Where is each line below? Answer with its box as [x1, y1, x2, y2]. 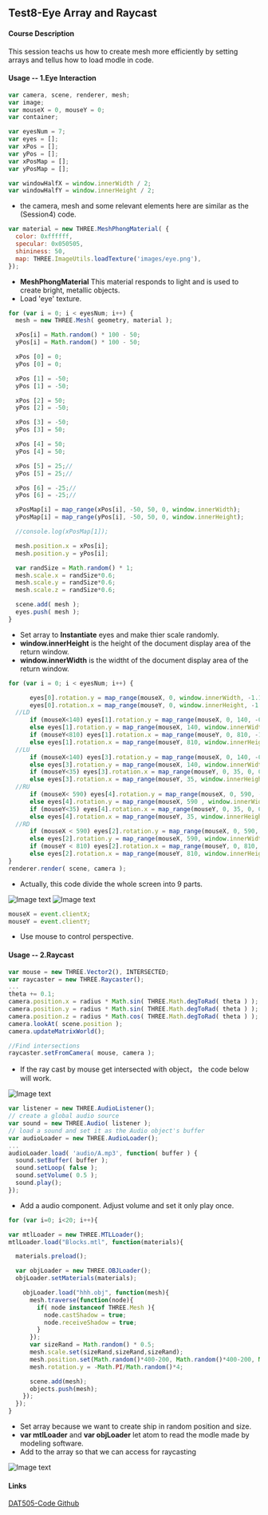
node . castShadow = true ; [43, 1310, 127, 1319]
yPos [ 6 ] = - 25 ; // [15, 491, 77, 499]
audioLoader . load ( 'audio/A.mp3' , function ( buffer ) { [8, 1149, 198, 1157]
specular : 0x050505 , [15, 240, 84, 249]
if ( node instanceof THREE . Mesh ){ [37, 1303, 156, 1311]
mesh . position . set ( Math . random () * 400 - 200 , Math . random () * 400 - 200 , [29, 1355, 255, 1363]
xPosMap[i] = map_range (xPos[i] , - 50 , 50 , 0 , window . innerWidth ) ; [15, 506, 241, 514]
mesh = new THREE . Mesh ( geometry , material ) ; [15, 316, 173, 324]
